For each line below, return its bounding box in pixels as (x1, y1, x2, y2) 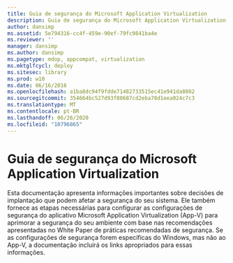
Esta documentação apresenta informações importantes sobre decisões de (7, 189, 224, 197)
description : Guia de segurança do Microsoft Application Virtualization (7, 17, 227, 24)
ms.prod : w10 (7, 75, 45, 83)
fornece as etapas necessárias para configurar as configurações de (7, 204, 203, 212)
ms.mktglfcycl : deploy (7, 62, 73, 69)
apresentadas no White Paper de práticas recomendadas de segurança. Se (7, 226, 223, 234)
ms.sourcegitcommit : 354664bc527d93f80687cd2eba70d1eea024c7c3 (7, 95, 195, 102)
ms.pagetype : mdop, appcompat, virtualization (7, 56, 145, 63)
